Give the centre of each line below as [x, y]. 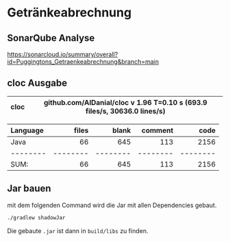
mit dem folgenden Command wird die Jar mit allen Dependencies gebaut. [112, 205]
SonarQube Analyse [51, 38]
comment [157, 130]
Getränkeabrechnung [69, 13]
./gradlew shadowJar [37, 217]
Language [27, 130]
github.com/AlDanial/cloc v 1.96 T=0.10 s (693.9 [125, 102]
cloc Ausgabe [37, 83]
